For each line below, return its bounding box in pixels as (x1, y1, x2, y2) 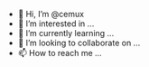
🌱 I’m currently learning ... (17, 28, 115, 38)
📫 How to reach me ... (17, 48, 102, 58)
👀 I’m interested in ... (17, 18, 95, 29)
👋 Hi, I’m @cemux (17, 9, 84, 19)
